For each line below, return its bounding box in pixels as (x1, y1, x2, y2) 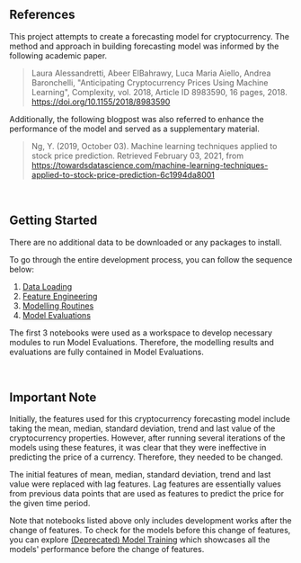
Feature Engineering (22, 290, 98, 301)
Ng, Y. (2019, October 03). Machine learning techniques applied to (31, 140, 278, 151)
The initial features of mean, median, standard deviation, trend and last (9, 469, 271, 480)
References (9, 7, 75, 22)
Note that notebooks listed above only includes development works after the (9, 515, 292, 526)
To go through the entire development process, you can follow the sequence (9, 254, 293, 264)
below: (9, 264, 34, 274)
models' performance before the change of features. (9, 544, 205, 555)
